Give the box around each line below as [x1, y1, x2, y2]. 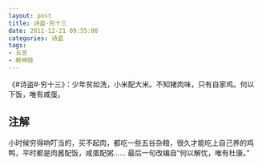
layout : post [8, 11, 52, 20]
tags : [8, 42, 26, 50]
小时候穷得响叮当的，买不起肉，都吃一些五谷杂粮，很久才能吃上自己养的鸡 [8, 138, 254, 147]
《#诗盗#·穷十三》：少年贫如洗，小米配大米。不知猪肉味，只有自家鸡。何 [8, 79, 248, 89]
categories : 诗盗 [8, 34, 64, 42]
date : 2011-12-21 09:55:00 [8, 26, 99, 34]
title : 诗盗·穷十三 [8, 19, 67, 27]
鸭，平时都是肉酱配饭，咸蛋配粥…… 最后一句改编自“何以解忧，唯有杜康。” [8, 147, 250, 157]
